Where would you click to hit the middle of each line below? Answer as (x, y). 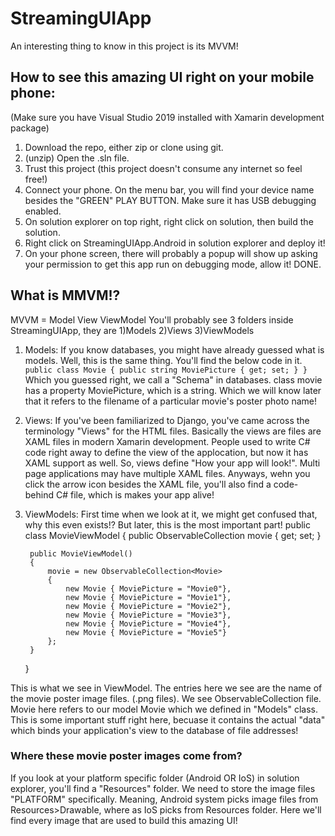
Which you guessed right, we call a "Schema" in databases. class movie (173, 379)
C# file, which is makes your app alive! (135, 494)
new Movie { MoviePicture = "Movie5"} (146, 632)
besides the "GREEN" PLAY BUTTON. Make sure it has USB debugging (170, 200)
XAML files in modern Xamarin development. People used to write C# (167, 441)
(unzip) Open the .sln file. (77, 158)
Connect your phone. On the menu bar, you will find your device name (169, 189)
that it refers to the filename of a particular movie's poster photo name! (171, 401)
